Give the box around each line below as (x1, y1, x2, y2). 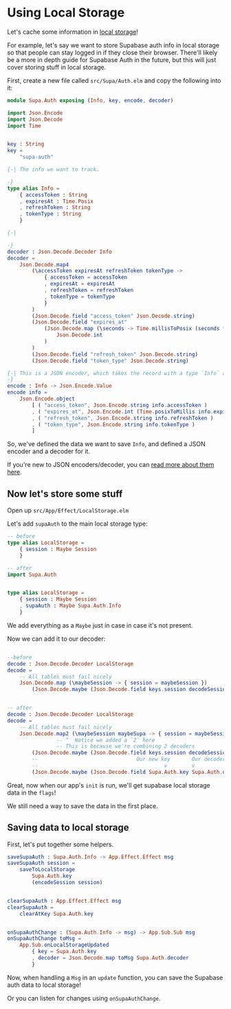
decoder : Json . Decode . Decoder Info (7, 248, 112, 255)
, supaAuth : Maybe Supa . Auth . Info (19, 602, 122, 610)
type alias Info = (7, 185, 60, 192)
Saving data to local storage (7, 822, 129, 834)
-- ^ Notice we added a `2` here (56, 737, 155, 743)
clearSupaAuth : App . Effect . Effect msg (7, 897, 122, 904)
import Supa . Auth (7, 571, 57, 578)
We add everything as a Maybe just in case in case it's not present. (7, 621, 193, 629)
